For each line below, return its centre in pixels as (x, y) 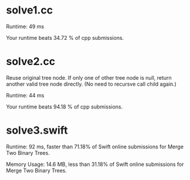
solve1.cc (30, 10)
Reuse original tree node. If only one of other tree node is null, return (89, 77)
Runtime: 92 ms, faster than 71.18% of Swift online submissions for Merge (95, 147)
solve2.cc (31, 62)
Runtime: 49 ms (25, 26)
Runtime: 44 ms (25, 95)
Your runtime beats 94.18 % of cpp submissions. (65, 107)
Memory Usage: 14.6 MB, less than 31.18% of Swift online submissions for (95, 164)
